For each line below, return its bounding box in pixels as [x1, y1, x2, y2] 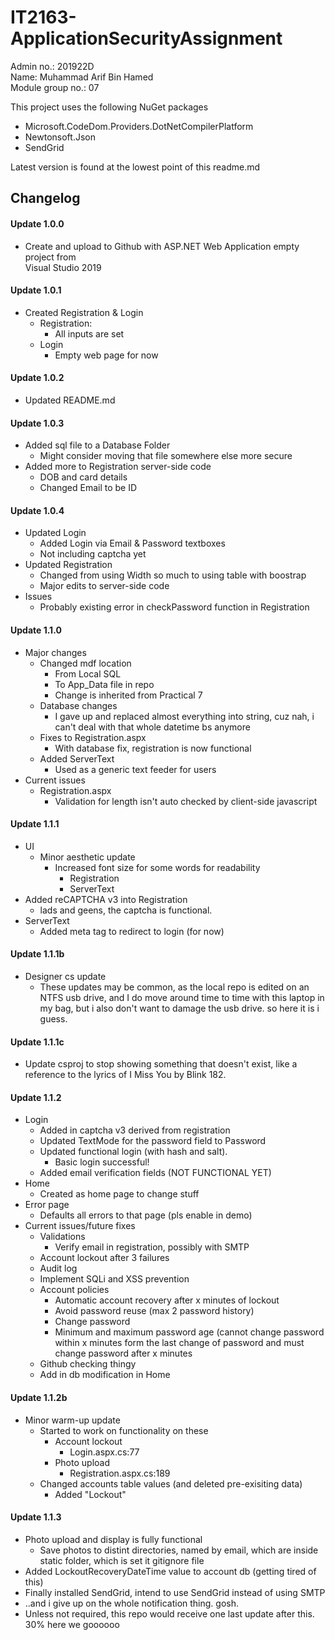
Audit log [39, 1262, 78, 1275]
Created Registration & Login [24, 306, 144, 318]
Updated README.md [24, 394, 116, 406]
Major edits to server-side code [39, 580, 170, 592]
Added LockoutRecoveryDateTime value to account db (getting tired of [24, 1565, 317, 1577]
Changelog [10, 190, 81, 207]
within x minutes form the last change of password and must [54, 1337, 305, 1349]
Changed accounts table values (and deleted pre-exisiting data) [39, 1477, 303, 1490]
